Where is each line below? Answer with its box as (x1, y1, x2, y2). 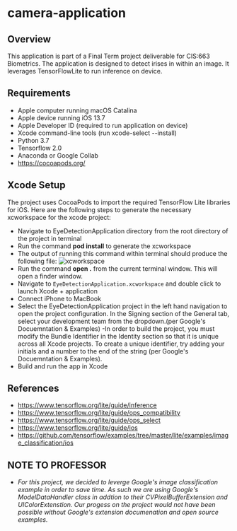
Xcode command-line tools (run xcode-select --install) (17, 129, 177, 137)
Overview (7, 33, 52, 45)
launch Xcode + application (17, 286, 98, 295)
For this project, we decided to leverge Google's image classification (17, 478, 218, 486)
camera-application (7, 5, 126, 21)
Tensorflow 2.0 (17, 144, 62, 152)
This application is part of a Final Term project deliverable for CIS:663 (7, 52, 210, 60)
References (7, 383, 59, 395)
